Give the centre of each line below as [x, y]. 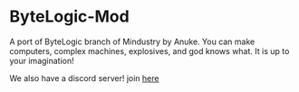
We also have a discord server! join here [84, 78]
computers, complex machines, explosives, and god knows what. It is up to [149, 51]
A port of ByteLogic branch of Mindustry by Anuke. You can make [132, 41]
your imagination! [42, 60]
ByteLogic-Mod [69, 17]
